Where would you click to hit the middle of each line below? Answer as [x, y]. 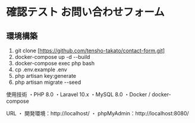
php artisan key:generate [45, 76]
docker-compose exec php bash [55, 63]
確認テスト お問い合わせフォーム [85, 12]
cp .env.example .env [41, 70]
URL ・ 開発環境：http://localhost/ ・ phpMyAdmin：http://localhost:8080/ [97, 113]
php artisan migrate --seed [48, 82]
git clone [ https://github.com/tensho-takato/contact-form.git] [90, 51]
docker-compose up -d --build [52, 57]
